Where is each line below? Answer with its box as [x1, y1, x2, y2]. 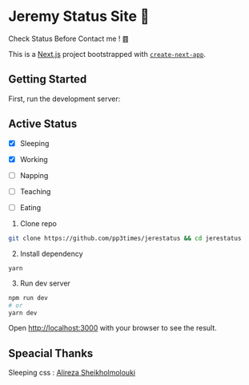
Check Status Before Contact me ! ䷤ [8, 34, 130, 43]
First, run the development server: [8, 94, 121, 103]
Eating [19, 202, 42, 212]
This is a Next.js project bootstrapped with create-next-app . [8, 49, 207, 59]
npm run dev [8, 294, 48, 302]
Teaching [19, 186, 51, 196]
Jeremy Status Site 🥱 [8, 7, 150, 26]
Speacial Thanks [8, 346, 94, 360]
